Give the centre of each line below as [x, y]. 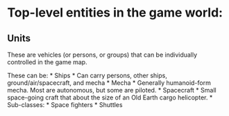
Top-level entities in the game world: [115, 13]
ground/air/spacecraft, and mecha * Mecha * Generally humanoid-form [109, 83]
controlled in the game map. [48, 62]
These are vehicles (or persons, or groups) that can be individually [102, 55]
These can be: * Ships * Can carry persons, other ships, [87, 75]
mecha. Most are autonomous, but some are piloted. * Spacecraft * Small [112, 90]
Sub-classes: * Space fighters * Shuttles [65, 105]
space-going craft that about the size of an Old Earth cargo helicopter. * [110, 97]
